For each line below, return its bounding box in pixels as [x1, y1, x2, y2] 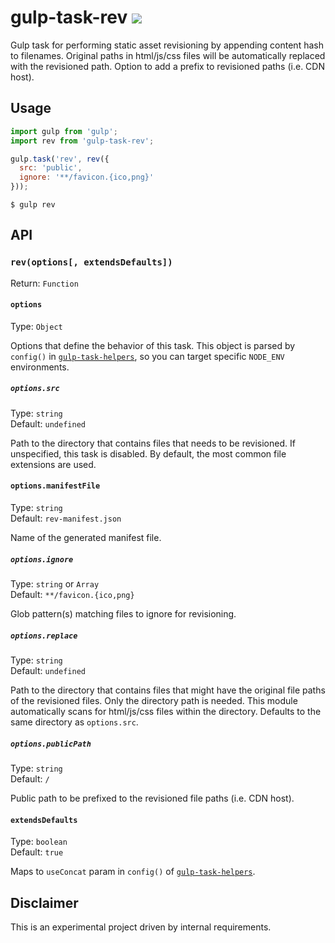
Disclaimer [10, 894, 79, 911]
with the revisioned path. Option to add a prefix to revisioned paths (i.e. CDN [10, 60, 325, 72]
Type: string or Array [10, 578, 100, 590]
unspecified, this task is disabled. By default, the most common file [10, 447, 287, 460]
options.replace [10, 631, 78, 641]
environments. [10, 361, 70, 373]
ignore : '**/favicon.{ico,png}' [19, 172, 155, 183]
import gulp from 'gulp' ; [10, 126, 118, 136]
